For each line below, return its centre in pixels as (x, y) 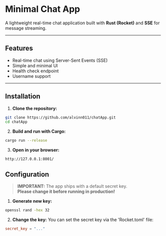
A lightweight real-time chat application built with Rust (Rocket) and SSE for (83, 23)
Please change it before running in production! (66, 191)
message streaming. (26, 28)
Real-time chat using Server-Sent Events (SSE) (60, 60)
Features (19, 48)
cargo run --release (26, 141)
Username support (31, 76)
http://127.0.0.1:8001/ (30, 159)
